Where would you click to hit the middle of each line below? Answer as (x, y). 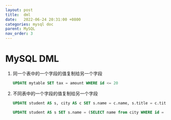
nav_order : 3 (19, 34)
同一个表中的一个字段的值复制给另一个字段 (57, 73)
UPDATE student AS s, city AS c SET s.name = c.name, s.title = (82, 103)
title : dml (18, 15)
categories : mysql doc (29, 24)
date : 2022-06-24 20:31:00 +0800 (43, 19)
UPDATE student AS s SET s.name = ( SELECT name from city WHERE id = (88, 112)
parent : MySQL (20, 29)
